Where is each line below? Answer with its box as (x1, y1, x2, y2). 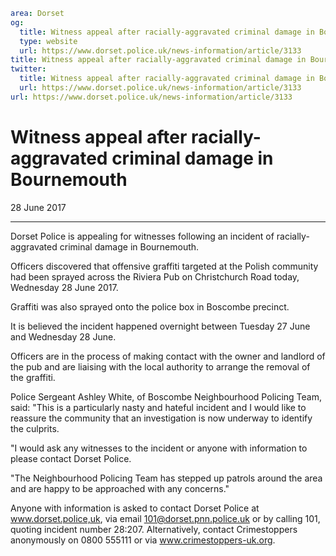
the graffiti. (10, 371, 56, 383)
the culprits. (10, 422, 60, 434)
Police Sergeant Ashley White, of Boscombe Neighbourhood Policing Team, (10, 390, 322, 403)
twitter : (10, 64, 47, 74)
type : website (19, 36, 78, 46)
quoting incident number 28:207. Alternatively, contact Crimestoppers (10, 523, 298, 535)
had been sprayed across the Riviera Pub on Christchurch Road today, (10, 270, 300, 283)
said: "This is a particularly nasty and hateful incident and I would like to (10, 401, 307, 413)
